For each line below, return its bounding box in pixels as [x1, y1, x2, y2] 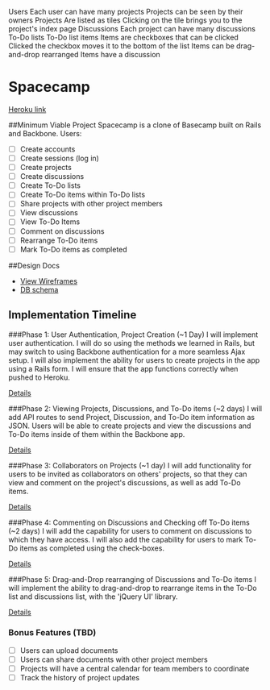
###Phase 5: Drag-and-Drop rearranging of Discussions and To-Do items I [8, 574, 256, 584]
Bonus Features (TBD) [8, 627, 97, 638]
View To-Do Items [19, 217, 81, 227]
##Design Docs [8, 260, 60, 270]
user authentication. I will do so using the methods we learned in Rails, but [8, 338, 255, 347]
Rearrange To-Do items [19, 235, 98, 245]
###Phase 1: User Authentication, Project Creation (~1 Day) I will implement [8, 330, 259, 339]
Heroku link [8, 104, 47, 114]
